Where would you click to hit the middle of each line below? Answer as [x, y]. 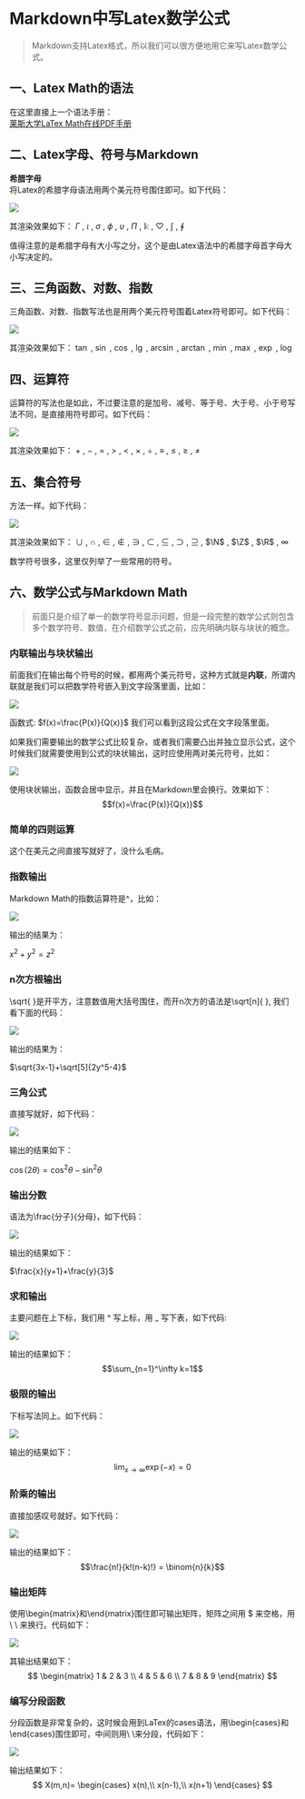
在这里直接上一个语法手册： [61, 112]
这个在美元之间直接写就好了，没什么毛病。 [89, 851]
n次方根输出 [35, 979]
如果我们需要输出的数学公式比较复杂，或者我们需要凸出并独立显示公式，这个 [152, 742]
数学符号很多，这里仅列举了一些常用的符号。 [93, 561]
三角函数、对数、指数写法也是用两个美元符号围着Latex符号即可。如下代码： [151, 312]
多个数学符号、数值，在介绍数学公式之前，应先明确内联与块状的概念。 [163, 627]
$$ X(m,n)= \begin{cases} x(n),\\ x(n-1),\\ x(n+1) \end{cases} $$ [152, 1785]
